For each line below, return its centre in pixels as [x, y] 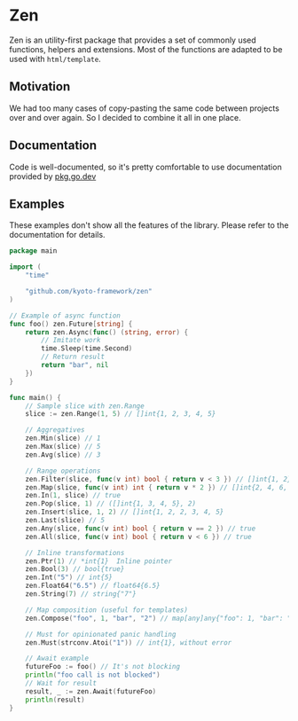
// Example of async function [65, 316]
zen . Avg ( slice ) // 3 [63, 455]
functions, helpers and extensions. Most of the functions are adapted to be [146, 49]
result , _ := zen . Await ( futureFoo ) [91, 691]
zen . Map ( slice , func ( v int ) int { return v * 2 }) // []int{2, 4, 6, [157, 487]
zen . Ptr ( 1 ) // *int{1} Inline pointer [99, 561]
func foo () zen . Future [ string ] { [71, 324]
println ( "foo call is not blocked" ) [93, 675]
